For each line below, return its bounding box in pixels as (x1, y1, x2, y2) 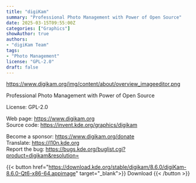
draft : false (6, 64, 39, 70)
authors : (6, 36, 28, 42)
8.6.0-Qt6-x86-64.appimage (6, 170, 76, 177)
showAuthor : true (6, 31, 49, 37)
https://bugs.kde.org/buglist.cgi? (45, 145, 126, 153)
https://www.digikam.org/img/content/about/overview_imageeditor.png (6, 80, 181, 88)
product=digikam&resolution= (6, 152, 80, 159)
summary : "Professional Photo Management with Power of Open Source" (6, 14, 182, 20)
